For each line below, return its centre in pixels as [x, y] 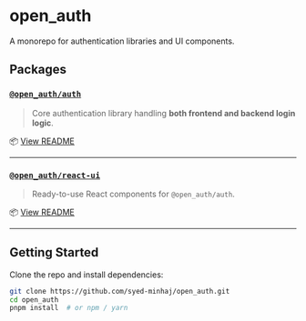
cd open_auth [34, 300]
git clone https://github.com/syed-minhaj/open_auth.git [120, 291]
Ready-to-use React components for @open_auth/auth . [133, 194]
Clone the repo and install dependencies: [87, 275]
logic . [43, 123]
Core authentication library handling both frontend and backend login [163, 113]
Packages [38, 70]
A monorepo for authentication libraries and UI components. [122, 41]
